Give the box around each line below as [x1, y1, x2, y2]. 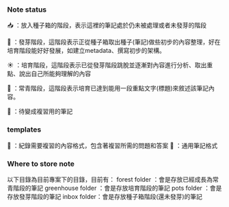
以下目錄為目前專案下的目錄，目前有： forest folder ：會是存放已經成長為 [7, 175, 213, 183]
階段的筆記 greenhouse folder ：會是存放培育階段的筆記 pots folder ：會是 [12, 184, 222, 192]
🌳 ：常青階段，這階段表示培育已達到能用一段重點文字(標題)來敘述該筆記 [7, 84, 209, 93]
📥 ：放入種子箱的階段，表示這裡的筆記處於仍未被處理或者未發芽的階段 [7, 21, 207, 29]
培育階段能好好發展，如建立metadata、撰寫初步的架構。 [7, 47, 165, 55]
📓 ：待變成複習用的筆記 [7, 108, 73, 116]
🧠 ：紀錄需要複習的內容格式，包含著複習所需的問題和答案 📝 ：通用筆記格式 [7, 141, 218, 149]
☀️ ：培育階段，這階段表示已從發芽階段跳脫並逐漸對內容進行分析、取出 [7, 61, 207, 69]
